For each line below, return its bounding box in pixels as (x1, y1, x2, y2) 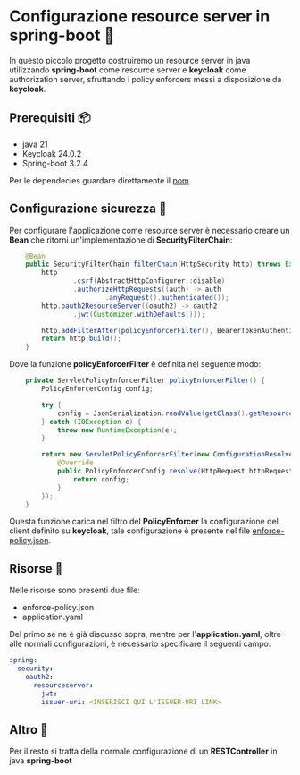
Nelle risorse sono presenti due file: (9, 584, 140, 596)
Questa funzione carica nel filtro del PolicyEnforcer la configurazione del (9, 516, 279, 527)
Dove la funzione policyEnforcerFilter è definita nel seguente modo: (9, 359, 262, 370)
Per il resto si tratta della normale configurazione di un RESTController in (9, 745, 279, 757)
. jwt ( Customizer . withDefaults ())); (72, 310, 205, 319)
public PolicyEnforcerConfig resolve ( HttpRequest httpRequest (56, 467, 294, 476)
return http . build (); (41, 334, 122, 344)
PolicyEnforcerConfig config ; (41, 385, 154, 394)
